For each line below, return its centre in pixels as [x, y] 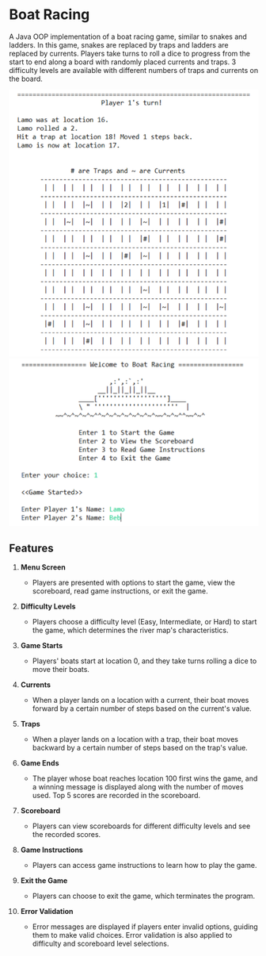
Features [31, 549]
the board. [26, 79]
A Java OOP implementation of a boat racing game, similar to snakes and [128, 36]
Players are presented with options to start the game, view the [134, 583]
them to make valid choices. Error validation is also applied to [132, 935]
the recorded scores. [66, 835]
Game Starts [42, 646]
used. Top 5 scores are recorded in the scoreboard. [116, 796]
